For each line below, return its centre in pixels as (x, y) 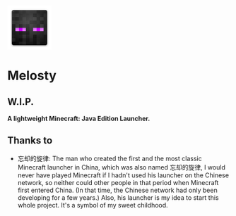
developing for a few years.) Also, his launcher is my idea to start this (118, 197)
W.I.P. (20, 102)
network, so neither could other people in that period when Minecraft (118, 182)
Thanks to (30, 140)
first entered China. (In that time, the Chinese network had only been (117, 190)
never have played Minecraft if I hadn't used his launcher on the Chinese (123, 175)
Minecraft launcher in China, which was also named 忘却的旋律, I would (122, 167)
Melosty (32, 76)
